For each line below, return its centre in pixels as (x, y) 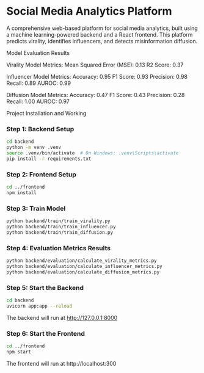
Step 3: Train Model (36, 208)
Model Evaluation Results (38, 53)
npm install (21, 193)
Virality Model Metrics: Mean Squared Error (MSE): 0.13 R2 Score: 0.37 (95, 65)
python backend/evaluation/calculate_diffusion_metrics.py (83, 272)
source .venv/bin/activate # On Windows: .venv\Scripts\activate (93, 153)
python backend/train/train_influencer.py (61, 226)
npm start (19, 352)
